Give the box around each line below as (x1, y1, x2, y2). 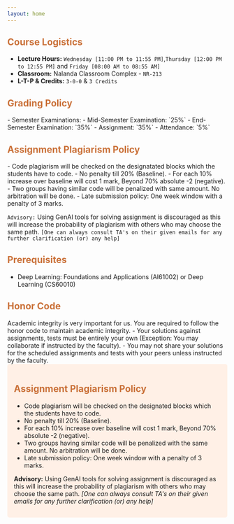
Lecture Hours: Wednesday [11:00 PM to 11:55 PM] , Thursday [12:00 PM (17, 55, 222, 63)
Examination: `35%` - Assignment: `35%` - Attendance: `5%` (36, 123, 210, 132)
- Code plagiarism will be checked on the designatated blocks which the (7, 162, 215, 171)
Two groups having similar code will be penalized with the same (24, 439, 208, 447)
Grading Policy (7, 97, 73, 109)
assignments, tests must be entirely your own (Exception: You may (7, 334, 199, 342)
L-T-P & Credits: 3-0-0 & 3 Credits (17, 77, 117, 85)
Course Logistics (7, 36, 83, 48)
